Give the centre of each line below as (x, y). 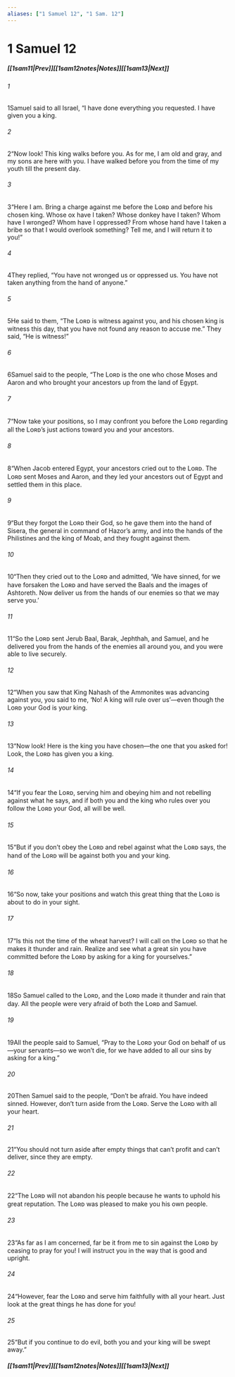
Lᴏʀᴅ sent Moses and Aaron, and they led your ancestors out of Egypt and (115, 477)
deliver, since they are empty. (50, 1157)
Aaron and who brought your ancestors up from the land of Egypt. (103, 383)
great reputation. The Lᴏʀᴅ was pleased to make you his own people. (108, 1204)
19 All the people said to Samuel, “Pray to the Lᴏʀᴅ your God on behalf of (112, 1043)
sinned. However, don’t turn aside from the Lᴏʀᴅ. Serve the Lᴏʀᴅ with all (112, 1104)
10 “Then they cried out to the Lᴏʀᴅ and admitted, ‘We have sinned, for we (114, 577)
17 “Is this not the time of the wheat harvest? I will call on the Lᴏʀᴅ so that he (118, 941)
